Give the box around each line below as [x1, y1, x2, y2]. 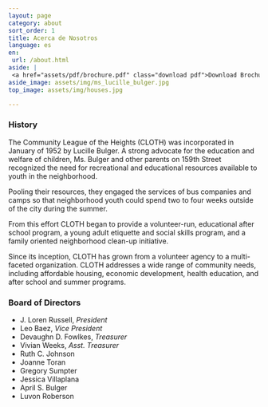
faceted [8, 260, 34, 270]
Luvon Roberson [19, 391, 74, 401]
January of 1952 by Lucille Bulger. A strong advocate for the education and [8, 145, 255, 156]
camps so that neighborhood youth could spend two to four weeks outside [8, 195, 254, 204]
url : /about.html [11, 57, 69, 65]
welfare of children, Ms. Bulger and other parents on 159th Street [8, 154, 222, 164]
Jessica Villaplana [19, 374, 80, 384]
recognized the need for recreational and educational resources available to [8, 163, 258, 172]
